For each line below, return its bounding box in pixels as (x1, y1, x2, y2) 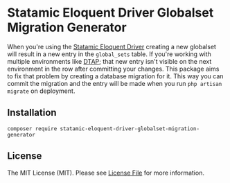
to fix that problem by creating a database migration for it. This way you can (7, 71, 224, 80)
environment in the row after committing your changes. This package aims (7, 64, 220, 73)
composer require (7, 125, 57, 132)
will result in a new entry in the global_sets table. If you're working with (7, 50, 211, 58)
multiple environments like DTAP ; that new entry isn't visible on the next (7, 57, 212, 65)
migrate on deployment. (7, 87, 76, 95)
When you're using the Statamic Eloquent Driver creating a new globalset (7, 42, 217, 51)
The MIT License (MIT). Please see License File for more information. (7, 168, 204, 177)
